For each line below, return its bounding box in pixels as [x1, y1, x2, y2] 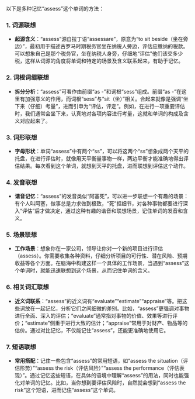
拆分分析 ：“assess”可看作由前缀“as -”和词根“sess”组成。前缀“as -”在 [14, 88, 182, 95]
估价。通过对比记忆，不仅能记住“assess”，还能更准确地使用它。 [14, 326, 169, 333]
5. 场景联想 [6, 231, 37, 239]
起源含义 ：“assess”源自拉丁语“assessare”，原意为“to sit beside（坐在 [14, 36, 183, 43]
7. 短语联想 [6, 343, 36, 351]
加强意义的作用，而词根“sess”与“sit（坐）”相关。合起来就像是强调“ [25, 95, 184, 102]
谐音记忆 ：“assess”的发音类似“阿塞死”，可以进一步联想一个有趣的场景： [14, 192, 189, 200]
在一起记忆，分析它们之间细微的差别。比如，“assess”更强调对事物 [30, 305, 190, 312]
